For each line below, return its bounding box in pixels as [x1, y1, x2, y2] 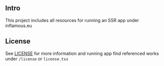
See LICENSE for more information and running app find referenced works [5, 50, 159, 56]
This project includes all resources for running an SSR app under [5, 17, 139, 23]
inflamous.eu [5, 22, 32, 28]
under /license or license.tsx [5, 55, 69, 61]
